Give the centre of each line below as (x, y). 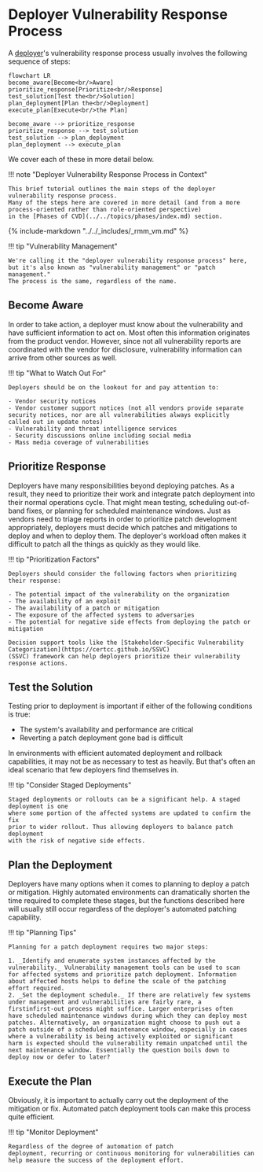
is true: (20, 714)
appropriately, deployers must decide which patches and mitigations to (123, 527)
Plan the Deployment (60, 865)
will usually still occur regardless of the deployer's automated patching (122, 909)
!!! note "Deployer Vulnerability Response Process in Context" (108, 174)
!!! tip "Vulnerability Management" (63, 246)
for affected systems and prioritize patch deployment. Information (122, 975)
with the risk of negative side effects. (77, 841)
